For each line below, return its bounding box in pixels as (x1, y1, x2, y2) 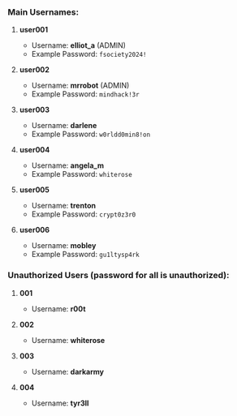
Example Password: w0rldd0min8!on (31, 129, 151, 139)
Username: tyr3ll (31, 398, 89, 408)
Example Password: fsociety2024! (31, 49, 147, 59)
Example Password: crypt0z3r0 (31, 209, 136, 219)
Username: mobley (31, 241, 97, 251)
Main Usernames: (7, 6, 79, 18)
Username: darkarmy (31, 367, 105, 376)
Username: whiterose (31, 335, 106, 345)
